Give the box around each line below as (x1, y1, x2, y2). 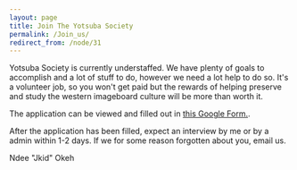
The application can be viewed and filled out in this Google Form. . (9, 108, 251, 119)
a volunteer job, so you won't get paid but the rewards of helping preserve (9, 81, 283, 92)
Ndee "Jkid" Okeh (9, 153, 75, 164)
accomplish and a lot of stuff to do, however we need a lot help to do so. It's (9, 72, 289, 83)
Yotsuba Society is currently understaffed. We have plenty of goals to (9, 63, 265, 73)
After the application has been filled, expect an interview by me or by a (9, 126, 269, 137)
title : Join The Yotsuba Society (9, 21, 134, 30)
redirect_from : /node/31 (9, 38, 102, 47)
